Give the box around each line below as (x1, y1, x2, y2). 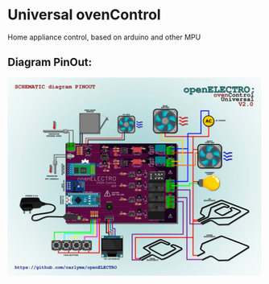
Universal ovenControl (7, 6, 162, 24)
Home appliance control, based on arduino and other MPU (7, 32, 201, 42)
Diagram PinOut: (7, 56, 93, 69)
